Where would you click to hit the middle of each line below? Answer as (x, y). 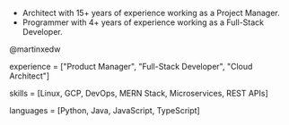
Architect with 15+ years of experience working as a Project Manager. (151, 13)
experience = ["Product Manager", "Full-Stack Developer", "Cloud (131, 67)
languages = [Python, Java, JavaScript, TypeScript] (105, 110)
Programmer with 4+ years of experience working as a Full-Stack (143, 22)
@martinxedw (35, 49)
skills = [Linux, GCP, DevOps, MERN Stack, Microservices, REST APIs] (139, 93)
